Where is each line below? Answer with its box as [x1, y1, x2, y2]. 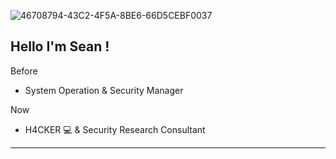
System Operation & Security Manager [24, 84, 184, 96]
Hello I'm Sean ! [10, 38, 110, 55]
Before [10, 65, 38, 77]
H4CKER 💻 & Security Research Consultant [24, 123, 206, 135]
